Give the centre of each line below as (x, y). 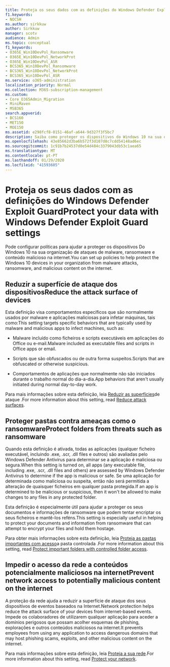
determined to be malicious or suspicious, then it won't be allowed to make (83, 492)
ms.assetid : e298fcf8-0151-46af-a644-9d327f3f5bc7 (60, 132)
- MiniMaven (18, 104)
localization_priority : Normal (38, 85)
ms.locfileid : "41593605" (32, 165)
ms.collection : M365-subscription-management (54, 90)
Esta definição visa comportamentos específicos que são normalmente (79, 312)
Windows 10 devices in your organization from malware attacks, (72, 263)
